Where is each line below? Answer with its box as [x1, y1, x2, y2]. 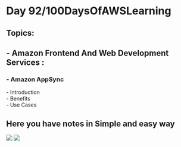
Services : [6, 57, 45, 67]
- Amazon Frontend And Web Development [6, 48, 169, 58]
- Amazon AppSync [6, 75, 64, 83]
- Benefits [6, 95, 31, 102]
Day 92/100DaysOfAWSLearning [6, 4, 171, 18]
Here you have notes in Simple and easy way [6, 118, 175, 129]
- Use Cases [6, 101, 37, 108]
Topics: [6, 28, 35, 38]
